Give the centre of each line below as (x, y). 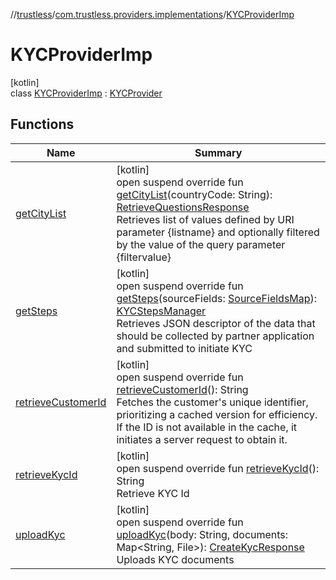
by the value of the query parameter (201, 244)
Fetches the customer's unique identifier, (212, 402)
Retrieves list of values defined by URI (205, 219)
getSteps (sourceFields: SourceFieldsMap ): (217, 298)
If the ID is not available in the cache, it (207, 427)
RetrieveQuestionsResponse (183, 207)
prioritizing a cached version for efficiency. (217, 414)
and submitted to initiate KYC (184, 348)
